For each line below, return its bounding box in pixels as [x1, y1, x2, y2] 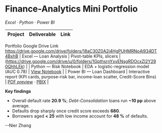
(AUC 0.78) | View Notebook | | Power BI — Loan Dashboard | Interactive [5, 69, 150, 74]
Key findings [5, 88, 31, 94]
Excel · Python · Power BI [5, 19, 55, 25]
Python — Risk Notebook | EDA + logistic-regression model [31, 63, 149, 69]
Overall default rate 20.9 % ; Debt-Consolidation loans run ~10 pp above [12, 98, 156, 103]
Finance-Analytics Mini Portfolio [5, 3, 138, 15]
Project [7, 30, 25, 37]
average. [12, 103, 30, 108]
